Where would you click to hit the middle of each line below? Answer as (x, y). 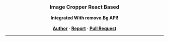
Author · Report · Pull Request (84, 28)
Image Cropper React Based (84, 7)
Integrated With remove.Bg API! (84, 18)
